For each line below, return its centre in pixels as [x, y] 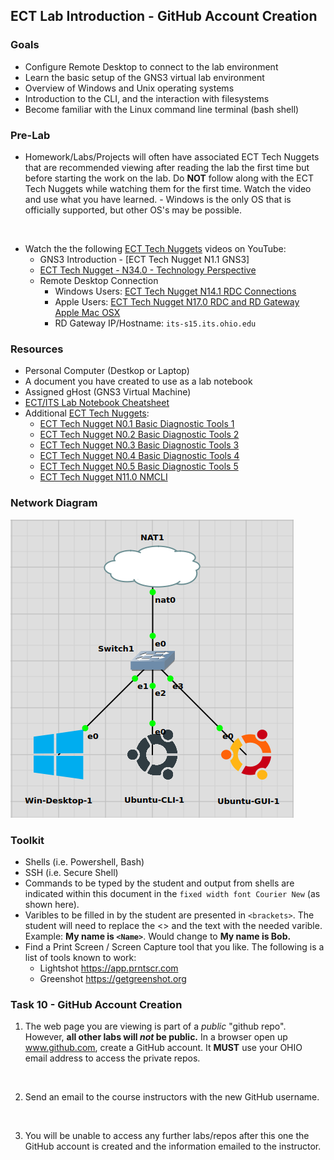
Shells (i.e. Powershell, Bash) [84, 861]
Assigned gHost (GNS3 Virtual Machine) [108, 392]
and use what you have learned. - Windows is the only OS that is [158, 199]
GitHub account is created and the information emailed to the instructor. [173, 1146]
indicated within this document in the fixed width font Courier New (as [172, 893]
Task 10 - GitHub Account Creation [96, 1004]
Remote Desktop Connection [99, 280]
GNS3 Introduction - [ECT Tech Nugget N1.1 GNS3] [144, 259]
